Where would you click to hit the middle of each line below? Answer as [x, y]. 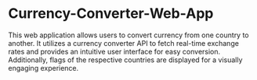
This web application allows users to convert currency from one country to [128, 35]
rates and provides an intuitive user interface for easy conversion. [114, 51]
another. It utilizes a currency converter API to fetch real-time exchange [123, 43]
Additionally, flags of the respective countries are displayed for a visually [125, 60]
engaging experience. [43, 68]
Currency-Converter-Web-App [111, 14]
